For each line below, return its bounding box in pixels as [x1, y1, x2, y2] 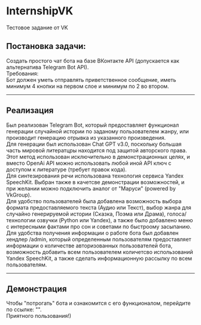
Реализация [6, 106, 54, 116]
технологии [6, 216, 36, 223]
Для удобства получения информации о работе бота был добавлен [6, 229, 179, 237]
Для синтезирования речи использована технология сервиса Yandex [6, 172, 184, 179]
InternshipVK [6, 4, 74, 18]
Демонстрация [6, 284, 67, 294]
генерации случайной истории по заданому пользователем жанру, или [6, 127, 190, 135]
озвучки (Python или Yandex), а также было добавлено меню [36, 216, 193, 223]
